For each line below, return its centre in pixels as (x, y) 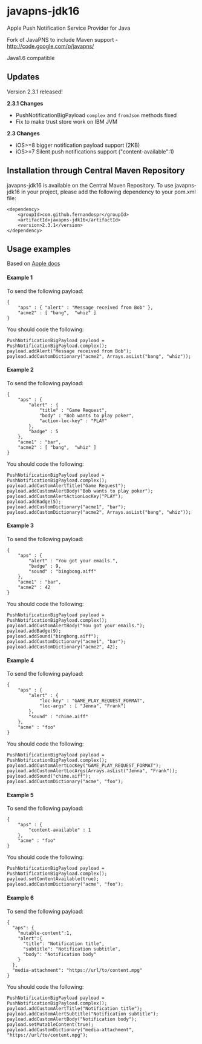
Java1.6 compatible (31, 58)
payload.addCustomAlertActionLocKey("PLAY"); (65, 496)
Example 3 (20, 525)
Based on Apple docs (34, 264)
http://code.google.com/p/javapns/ (50, 46)
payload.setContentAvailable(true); (53, 879)
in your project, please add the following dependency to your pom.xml (108, 192)
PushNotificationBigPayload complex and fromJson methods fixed (96, 115)
